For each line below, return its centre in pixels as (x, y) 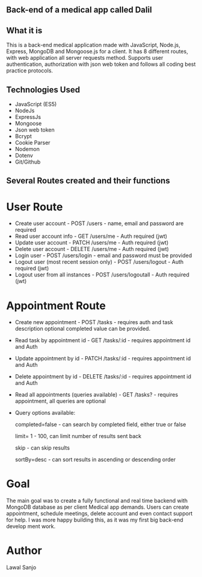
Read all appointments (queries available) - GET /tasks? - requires (96, 395)
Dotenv (24, 156)
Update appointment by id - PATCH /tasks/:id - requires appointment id (103, 359)
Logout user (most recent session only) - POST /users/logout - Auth (99, 262)
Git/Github (28, 162)
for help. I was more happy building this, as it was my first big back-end (95, 520)
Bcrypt (23, 136)
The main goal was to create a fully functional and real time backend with (97, 501)
